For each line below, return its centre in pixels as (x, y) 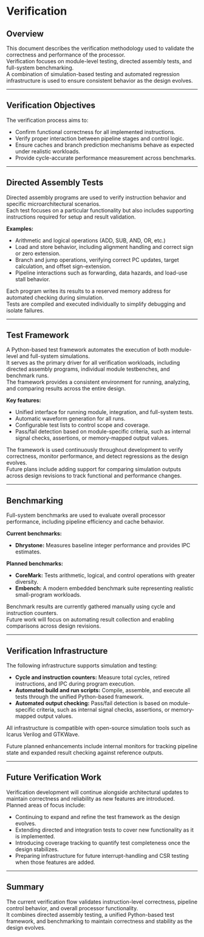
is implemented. (35, 836)
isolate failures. (25, 310)
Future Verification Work (54, 777)
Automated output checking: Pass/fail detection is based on (91, 703)
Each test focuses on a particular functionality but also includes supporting (100, 210)
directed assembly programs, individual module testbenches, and (88, 369)
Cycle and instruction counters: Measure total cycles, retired (92, 678)
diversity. (26, 582)
